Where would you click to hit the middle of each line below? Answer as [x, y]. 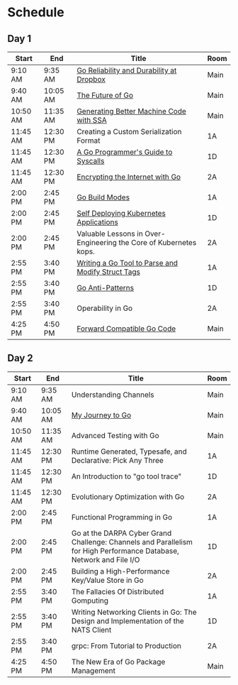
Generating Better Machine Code [131, 111]
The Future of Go [105, 95]
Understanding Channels [113, 395]
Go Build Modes [103, 197]
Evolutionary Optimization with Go [128, 496]
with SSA [92, 120]
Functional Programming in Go [121, 517]
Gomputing [90, 601]
